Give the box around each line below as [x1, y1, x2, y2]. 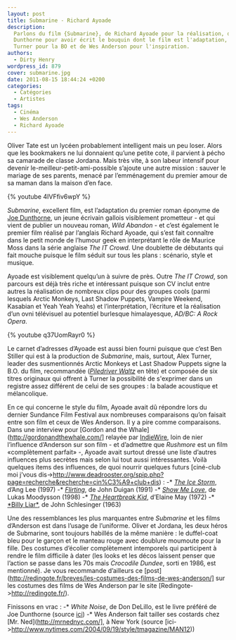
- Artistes [13, 96, 46, 103]
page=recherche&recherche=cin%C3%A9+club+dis [7, 477, 159, 486]
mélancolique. [7, 389, 48, 398]
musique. [7, 258, 34, 266]
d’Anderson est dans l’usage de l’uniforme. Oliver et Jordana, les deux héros [7, 521, 228, 529]
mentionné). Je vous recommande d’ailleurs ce [7, 566, 143, 574]
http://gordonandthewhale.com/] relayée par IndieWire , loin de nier [9, 433, 203, 441]
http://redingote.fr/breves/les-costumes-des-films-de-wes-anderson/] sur [9, 574, 225, 582]
